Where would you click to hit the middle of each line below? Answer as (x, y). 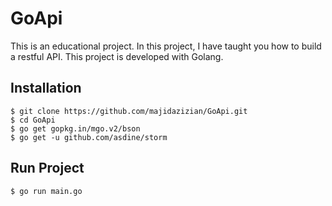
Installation (46, 88)
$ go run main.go (46, 191)
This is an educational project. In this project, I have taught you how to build (166, 46)
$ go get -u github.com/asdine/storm (89, 137)
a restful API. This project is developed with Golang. (117, 56)
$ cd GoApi (33, 120)
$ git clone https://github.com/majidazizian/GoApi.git (129, 111)
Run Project (47, 168)
